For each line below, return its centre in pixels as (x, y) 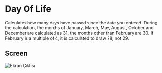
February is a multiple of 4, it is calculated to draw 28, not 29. (67, 38)
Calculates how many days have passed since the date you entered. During (81, 23)
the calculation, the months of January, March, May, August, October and (79, 27)
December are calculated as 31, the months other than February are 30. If (79, 33)
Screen (16, 54)
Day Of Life (28, 9)
